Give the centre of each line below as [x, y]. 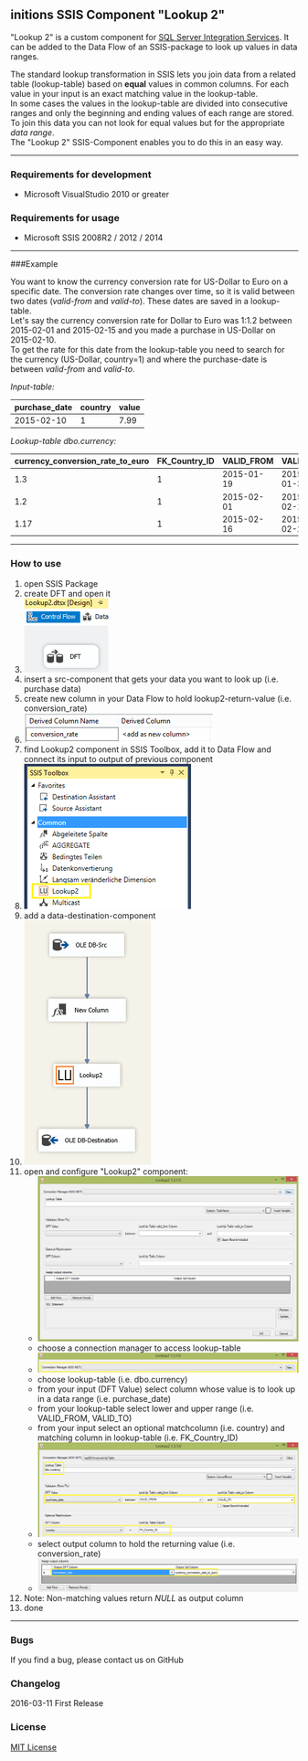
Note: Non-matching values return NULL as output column [133, 1597]
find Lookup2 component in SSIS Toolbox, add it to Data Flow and [148, 749]
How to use [36, 564]
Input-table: [32, 387]
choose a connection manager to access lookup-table [139, 1348]
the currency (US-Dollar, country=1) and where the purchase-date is [139, 359]
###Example [34, 264]
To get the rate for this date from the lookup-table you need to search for [148, 350]
